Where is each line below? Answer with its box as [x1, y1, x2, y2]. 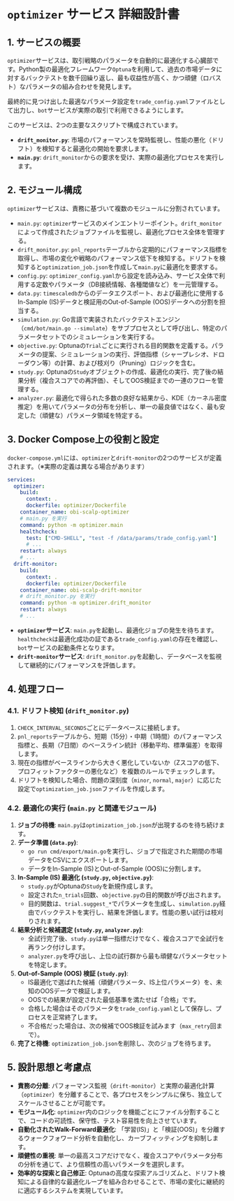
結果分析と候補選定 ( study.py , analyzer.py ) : [17, 925, 144, 933]
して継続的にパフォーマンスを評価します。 [17, 661, 140, 669]
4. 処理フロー [7, 683, 64, 695]
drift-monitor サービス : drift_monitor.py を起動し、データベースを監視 [17, 652, 222, 660]
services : [7, 476, 36, 483]
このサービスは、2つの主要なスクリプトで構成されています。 [7, 121, 182, 129]
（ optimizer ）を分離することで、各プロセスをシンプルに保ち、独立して [17, 1090, 223, 1098]
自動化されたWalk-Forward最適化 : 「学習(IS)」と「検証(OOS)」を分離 [17, 1125, 220, 1133]
